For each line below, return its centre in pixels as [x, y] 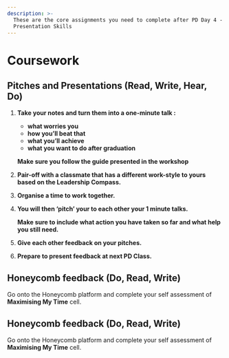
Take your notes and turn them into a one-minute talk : [96, 113]
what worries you [53, 126]
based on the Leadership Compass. [69, 182]
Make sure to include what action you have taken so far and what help [119, 222]
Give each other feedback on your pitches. [79, 243]
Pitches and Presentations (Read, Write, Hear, [107, 86]
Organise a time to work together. [66, 196]
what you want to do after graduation [81, 148]
